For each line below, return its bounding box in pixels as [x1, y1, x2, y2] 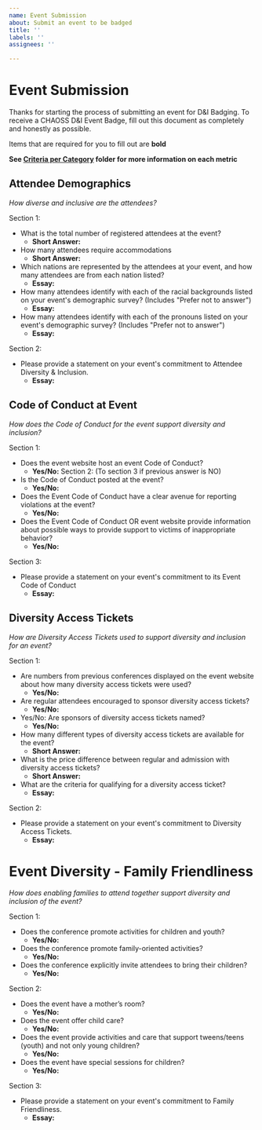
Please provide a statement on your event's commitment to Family [20, 1096, 235, 1106]
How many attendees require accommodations [20, 245, 172, 254]
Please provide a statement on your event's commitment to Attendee [20, 359, 242, 368]
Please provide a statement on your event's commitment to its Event [20, 572, 242, 581]
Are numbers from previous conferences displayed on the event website [20, 671, 254, 680]
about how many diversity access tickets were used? [20, 679, 191, 689]
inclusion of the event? [9, 897, 82, 906]
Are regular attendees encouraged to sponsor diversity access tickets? [20, 696, 250, 705]
